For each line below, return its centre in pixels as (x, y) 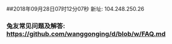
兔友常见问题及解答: (36, 26)
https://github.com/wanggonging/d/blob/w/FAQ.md (86, 34)
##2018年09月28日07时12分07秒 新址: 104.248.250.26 (75, 9)
